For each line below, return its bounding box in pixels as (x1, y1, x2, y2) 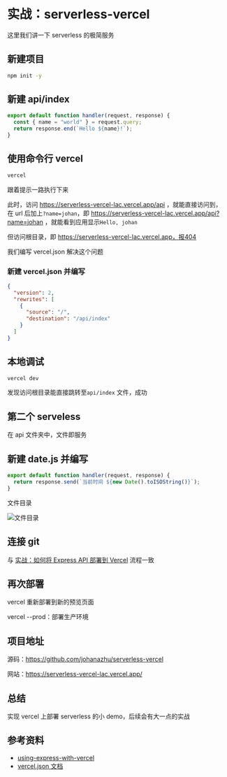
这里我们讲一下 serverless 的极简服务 (7, 31, 115, 39)
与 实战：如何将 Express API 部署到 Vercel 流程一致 (7, 555, 155, 564)
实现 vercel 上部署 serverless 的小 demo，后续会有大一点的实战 (7, 712, 191, 720)
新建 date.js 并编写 (7, 453, 89, 465)
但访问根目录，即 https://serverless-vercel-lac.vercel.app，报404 (7, 232, 197, 241)
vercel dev (7, 375, 39, 382)
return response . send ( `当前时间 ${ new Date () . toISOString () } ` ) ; (13, 478, 200, 486)
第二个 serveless (7, 410, 81, 423)
